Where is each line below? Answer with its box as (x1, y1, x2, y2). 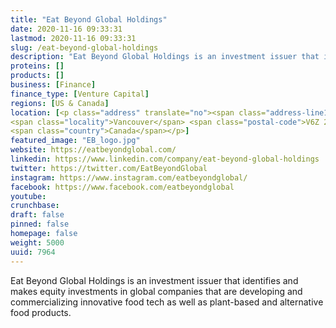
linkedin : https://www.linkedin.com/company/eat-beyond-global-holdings (10, 154, 320, 164)
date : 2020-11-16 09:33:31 (10, 24, 123, 34)
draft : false (10, 210, 65, 220)
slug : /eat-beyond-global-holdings (10, 42, 159, 53)
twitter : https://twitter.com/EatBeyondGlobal (10, 163, 208, 173)
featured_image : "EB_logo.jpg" (10, 136, 141, 146)
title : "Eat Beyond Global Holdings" (10, 14, 168, 25)
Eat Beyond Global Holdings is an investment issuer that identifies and (10, 274, 299, 286)
